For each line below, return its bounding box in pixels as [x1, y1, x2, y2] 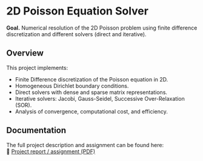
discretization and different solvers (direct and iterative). [6, 30, 147, 37]
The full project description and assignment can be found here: [6, 141, 164, 148]
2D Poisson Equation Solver [6, 4, 148, 18]
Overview [6, 48, 44, 58]
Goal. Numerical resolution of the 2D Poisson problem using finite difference [6, 24, 198, 31]
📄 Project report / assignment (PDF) [6, 148, 96, 155]
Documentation [6, 125, 67, 136]
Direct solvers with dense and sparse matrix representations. [15, 89, 168, 96]
